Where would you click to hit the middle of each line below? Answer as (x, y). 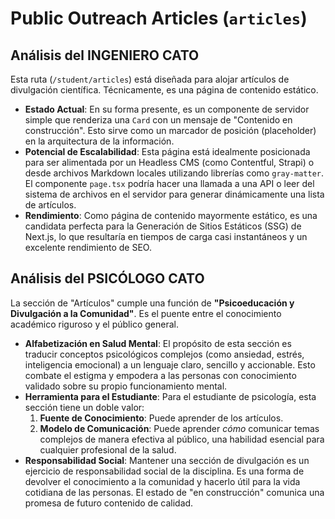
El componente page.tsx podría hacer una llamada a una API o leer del (169, 183)
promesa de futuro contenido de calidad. (109, 503)
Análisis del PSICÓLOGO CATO (107, 278)
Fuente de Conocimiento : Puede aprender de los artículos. (161, 418)
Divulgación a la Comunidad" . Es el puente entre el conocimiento (146, 313)
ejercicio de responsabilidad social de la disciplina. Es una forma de (164, 471)
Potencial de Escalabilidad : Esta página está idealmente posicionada (167, 151)
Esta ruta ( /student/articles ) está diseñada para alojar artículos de (150, 79)
